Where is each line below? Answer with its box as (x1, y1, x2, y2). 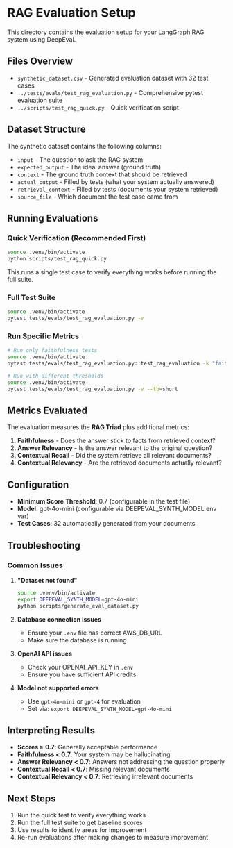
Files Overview (7, 56, 74, 67)
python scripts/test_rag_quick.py (7, 256, 107, 263)
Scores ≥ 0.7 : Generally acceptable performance (17, 743, 158, 751)
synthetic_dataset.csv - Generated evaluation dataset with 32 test (17, 74, 209, 82)
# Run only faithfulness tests (7, 347, 98, 354)
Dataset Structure (7, 124, 87, 135)
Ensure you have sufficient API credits (27, 670, 137, 679)
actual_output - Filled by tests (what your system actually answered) (17, 177, 215, 185)
